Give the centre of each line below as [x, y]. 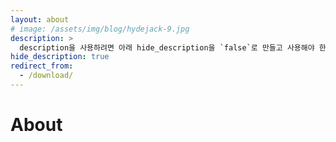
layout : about [40, 19]
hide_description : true [60, 57]
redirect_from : [42, 66]
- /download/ [46, 76]
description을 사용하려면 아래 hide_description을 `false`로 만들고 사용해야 [167, 47]
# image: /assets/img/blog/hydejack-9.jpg [100, 29]
